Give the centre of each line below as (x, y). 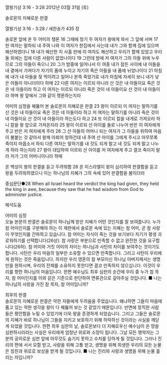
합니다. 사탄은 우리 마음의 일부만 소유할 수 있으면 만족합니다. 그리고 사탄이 (77, 253)
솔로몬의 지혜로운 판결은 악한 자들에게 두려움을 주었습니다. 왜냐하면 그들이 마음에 (84, 301)
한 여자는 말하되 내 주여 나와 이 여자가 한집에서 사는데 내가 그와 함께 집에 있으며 (82, 45)
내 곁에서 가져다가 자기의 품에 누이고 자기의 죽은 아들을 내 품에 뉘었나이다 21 (79, 70)
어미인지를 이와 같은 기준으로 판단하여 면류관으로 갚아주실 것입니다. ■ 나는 (89, 278)
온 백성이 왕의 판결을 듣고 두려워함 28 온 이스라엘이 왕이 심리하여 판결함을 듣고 (82, 167)
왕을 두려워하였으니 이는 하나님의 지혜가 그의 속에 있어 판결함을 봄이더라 (75, 173)
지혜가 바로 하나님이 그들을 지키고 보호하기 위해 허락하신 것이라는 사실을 (80, 320)
